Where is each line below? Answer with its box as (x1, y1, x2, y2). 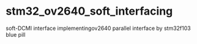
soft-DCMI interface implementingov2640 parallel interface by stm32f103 (6, 24, 191, 32)
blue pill (6, 31, 26, 38)
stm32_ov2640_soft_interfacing (6, 4, 173, 18)
